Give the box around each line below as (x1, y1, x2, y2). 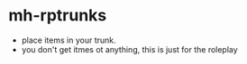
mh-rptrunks (8, 5, 107, 26)
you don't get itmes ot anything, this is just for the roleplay (21, 44, 238, 54)
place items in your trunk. (21, 35, 116, 45)
